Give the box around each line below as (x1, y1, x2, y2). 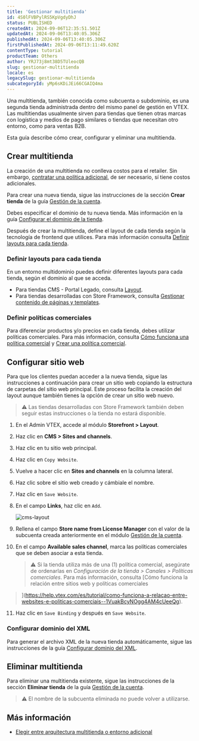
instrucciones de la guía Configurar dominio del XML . (7, 644, 138, 652)
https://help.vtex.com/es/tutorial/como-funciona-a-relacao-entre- (25, 591, 188, 599)
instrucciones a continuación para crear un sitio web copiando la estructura (7, 379, 192, 386)
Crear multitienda (7, 151, 74, 162)
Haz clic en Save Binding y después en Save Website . (15, 609, 147, 617)
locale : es (7, 70, 34, 76)
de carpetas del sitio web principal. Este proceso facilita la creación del (7, 386, 182, 393)
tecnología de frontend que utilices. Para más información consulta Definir (7, 233, 189, 240)
